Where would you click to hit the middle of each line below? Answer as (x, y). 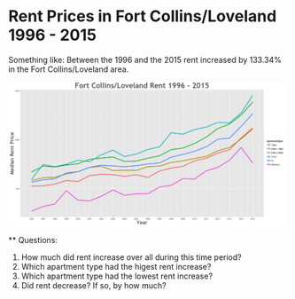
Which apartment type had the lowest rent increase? (117, 276)
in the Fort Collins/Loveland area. (69, 69)
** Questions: (33, 240)
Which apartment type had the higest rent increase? (116, 267)
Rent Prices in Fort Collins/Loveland (143, 16)
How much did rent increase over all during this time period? (131, 257)
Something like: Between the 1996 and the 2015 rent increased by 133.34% (145, 59)
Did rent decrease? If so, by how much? (93, 286)
